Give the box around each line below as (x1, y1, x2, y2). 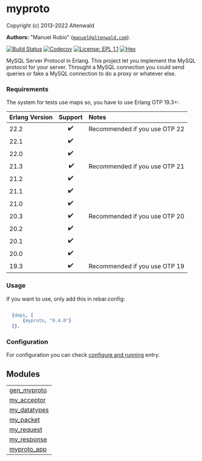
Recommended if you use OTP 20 (88, 212, 184, 220)
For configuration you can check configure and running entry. (6, 351, 160, 359)
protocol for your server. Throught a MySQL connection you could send (6, 63, 184, 71)
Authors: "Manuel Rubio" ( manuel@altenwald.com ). (6, 33, 131, 41)
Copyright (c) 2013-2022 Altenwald (6, 22, 95, 29)
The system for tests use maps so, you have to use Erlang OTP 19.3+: (6, 99, 180, 106)
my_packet (9, 416, 41, 424)
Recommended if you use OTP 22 (88, 125, 184, 133)
